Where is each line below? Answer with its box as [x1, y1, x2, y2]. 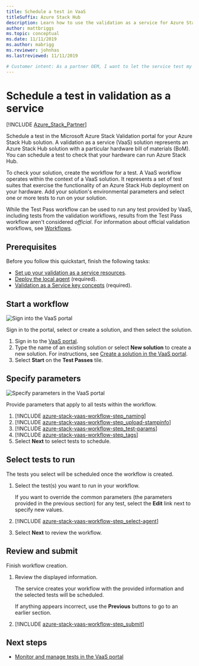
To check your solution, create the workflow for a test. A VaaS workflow [6, 169, 182, 177]
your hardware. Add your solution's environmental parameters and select [6, 188, 185, 196]
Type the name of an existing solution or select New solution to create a [14, 344, 191, 351]
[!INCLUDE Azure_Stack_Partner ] [6, 121, 87, 128]
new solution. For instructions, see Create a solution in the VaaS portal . [14, 350, 188, 357]
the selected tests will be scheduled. [14, 591, 104, 598]
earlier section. [14, 609, 52, 616]
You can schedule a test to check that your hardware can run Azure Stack [6, 152, 187, 159]
